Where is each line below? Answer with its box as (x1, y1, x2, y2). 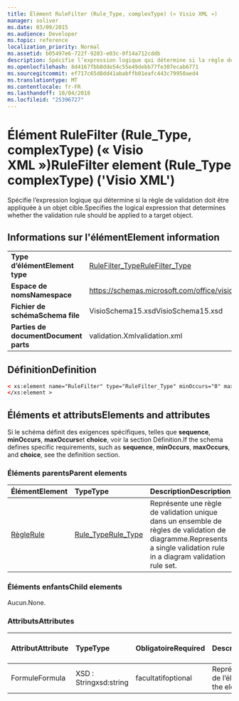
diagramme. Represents (149, 534, 228, 544)
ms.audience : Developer (7, 30, 78, 38)
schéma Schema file (11, 310, 80, 320)
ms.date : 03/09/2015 (7, 23, 69, 31)
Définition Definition (7, 364, 97, 376)
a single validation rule (149, 543, 225, 553)
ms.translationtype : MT (7, 76, 78, 84)
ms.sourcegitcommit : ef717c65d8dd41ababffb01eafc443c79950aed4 (7, 70, 199, 77)
